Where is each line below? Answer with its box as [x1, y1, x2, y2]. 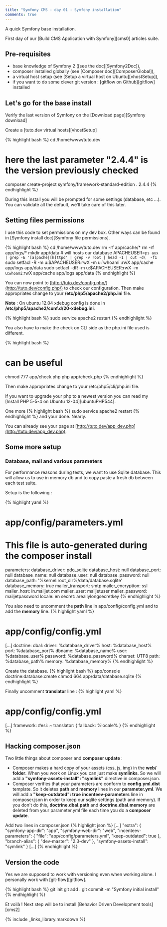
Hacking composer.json [5, 742, 81, 750]
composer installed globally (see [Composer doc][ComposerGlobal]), [12, 68, 155, 74]
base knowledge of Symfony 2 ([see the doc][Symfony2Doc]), [12, 63, 141, 69]
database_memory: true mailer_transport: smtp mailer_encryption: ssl [5, 583, 148, 589]
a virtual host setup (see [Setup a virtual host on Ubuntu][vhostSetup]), [12, 73, 159, 80]
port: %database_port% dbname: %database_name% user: [5, 648, 128, 654]
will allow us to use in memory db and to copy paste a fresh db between [5, 474, 153, 480]
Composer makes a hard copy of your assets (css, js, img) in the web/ [12, 765, 157, 771]
